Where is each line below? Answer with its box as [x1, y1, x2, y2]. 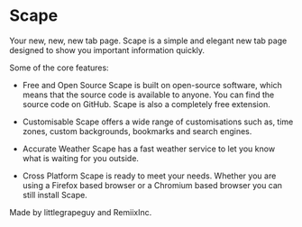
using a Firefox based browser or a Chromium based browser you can [22, 179, 282, 190]
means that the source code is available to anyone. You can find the [22, 89, 275, 100]
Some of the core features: [9, 62, 110, 73]
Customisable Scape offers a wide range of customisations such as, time [22, 116, 294, 127]
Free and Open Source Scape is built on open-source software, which [22, 79, 282, 90]
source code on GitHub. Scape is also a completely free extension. [22, 98, 270, 109]
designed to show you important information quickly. [9, 44, 206, 55]
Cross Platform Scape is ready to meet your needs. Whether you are [22, 170, 277, 181]
